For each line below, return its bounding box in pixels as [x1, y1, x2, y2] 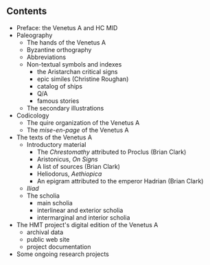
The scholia [26, 192, 60, 200]
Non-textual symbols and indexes [26, 60, 122, 68]
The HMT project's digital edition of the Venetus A [16, 220, 159, 229]
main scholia [36, 198, 73, 207]
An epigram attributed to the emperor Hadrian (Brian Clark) [36, 176, 204, 185]
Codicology [16, 111, 49, 119]
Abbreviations [26, 53, 67, 61]
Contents [6, 5, 47, 17]
